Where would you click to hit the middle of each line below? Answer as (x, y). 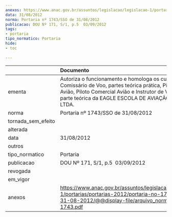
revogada (19, 171)
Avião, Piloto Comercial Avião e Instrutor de (112, 92)
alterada (18, 129)
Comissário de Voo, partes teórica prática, (111, 85)
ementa (17, 92)
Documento (75, 70)
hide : (11, 44)
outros (16, 146)
